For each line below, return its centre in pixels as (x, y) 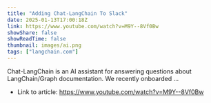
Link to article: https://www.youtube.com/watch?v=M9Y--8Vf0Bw (110, 92)
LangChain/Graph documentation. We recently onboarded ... (93, 78)
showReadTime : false (37, 39)
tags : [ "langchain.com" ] (43, 52)
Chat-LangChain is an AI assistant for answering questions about (99, 71)
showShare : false (32, 33)
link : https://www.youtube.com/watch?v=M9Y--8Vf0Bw (83, 26)
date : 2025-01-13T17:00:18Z (48, 20)
